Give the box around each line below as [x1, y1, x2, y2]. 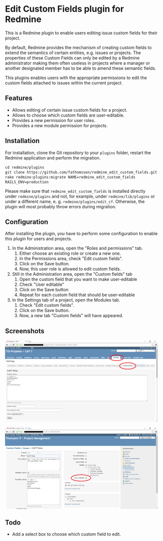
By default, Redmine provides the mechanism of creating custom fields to [5, 44, 152, 50]
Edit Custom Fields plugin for [5, 3, 124, 15]
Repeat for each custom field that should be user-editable [19, 292, 135, 298]
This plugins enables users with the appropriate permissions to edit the [5, 75, 147, 80]
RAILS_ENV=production [5, 180, 49, 184]
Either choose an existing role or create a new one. [19, 250, 121, 257]
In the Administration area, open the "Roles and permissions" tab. [12, 245, 143, 251]
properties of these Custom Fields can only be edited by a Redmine [5, 55, 140, 60]
